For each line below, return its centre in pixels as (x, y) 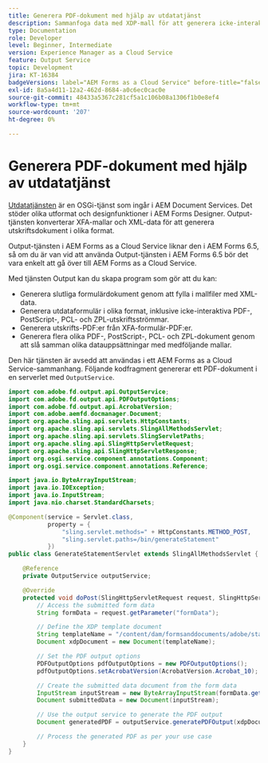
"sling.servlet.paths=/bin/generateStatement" (140, 540)
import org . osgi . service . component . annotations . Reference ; (108, 466)
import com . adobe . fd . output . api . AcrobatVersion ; (91, 407)
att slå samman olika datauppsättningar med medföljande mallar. (126, 345)
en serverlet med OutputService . (61, 377)
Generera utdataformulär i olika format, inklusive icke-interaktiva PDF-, (136, 310)
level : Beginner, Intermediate (60, 45)
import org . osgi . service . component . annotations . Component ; (108, 459)
